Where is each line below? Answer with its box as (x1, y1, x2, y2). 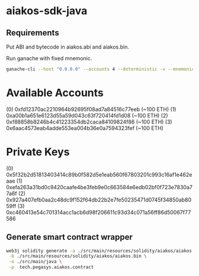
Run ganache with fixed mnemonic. (6, 55, 92, 61)
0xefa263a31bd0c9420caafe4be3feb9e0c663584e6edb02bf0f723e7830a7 (6, 183, 192, 190)
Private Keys (6, 145, 70, 158)
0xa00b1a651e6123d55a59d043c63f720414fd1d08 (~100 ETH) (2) (6, 112, 168, 119)
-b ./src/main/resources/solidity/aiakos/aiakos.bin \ (8, 253, 147, 259)
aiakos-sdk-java (6, 4, 88, 18)
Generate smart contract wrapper (6, 232, 133, 242)
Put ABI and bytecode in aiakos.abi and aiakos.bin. (6, 43, 129, 50)
